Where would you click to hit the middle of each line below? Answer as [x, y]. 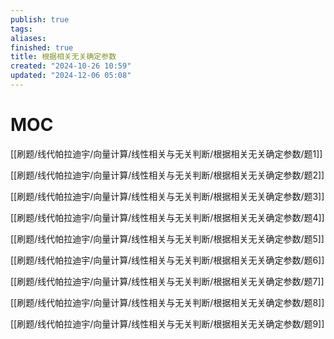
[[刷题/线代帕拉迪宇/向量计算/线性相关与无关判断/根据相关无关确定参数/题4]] [167, 217]
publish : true [40, 19]
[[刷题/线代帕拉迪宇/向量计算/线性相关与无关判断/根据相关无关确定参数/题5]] [167, 238]
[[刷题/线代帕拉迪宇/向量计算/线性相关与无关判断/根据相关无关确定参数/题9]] [167, 323]
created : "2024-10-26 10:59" [71, 66]
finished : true [42, 47]
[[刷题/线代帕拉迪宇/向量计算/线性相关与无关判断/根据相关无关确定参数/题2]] [167, 175]
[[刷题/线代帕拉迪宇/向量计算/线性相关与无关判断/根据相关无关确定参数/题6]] [167, 260]
